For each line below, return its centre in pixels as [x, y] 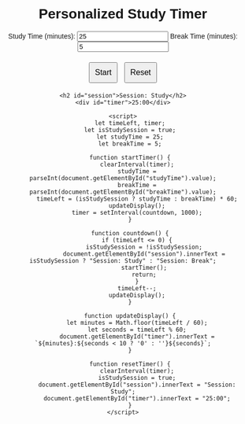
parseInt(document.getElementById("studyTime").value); [123, 178]
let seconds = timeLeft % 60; [137, 330]
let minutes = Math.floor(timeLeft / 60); [137, 323]
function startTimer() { [130, 157]
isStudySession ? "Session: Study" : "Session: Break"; [123, 260]
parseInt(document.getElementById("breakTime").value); [123, 192]
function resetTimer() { [130, 364]
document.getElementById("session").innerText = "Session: [137, 385]
